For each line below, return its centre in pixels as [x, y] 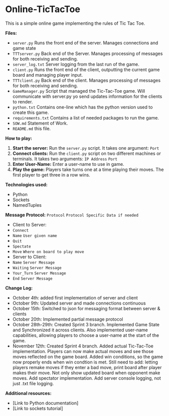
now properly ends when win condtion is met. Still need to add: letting [85, 362]
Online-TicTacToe [43, 9]
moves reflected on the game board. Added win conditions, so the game [88, 356]
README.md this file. [32, 128]
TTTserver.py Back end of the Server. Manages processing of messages [88, 53]
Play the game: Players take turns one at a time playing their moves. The [88, 169]
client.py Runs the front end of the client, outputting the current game [86, 70]
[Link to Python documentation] [45, 403]
